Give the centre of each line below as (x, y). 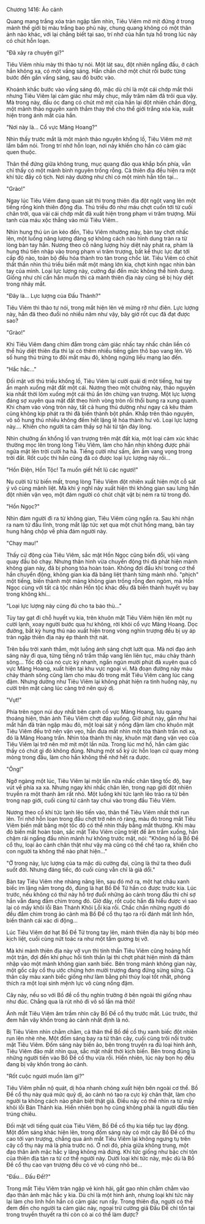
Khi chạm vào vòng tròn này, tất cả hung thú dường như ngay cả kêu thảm (99, 407)
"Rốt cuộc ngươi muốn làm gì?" (45, 1076)
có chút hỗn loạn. (28, 41)
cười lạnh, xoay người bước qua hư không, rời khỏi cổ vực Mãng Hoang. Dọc (102, 624)
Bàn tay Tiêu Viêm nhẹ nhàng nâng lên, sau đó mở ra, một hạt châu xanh (98, 881)
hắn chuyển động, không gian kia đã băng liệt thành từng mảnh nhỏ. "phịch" (102, 574)
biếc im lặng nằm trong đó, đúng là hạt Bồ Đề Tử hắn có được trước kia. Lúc (102, 888)
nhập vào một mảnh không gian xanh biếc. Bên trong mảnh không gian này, (102, 964)
